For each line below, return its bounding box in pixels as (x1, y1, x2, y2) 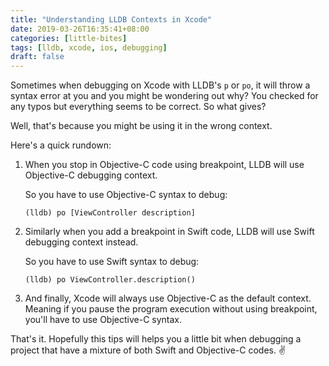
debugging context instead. (24, 236, 139, 248)
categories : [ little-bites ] (10, 33, 128, 43)
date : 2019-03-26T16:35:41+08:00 (10, 24, 150, 34)
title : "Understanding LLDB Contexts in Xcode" (10, 14, 213, 25)
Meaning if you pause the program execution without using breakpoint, (24, 303, 318, 315)
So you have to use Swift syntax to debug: (24, 256, 200, 268)
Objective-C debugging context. (24, 169, 158, 181)
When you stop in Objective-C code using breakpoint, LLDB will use (24, 159, 305, 171)
